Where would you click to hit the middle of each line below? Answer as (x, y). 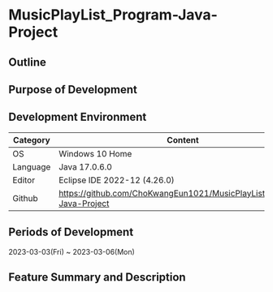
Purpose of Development (73, 90)
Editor (24, 180)
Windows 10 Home (95, 153)
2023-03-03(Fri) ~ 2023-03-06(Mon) (72, 251)
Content (182, 140)
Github (25, 198)
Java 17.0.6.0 (85, 166)
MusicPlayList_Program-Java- (113, 15)
